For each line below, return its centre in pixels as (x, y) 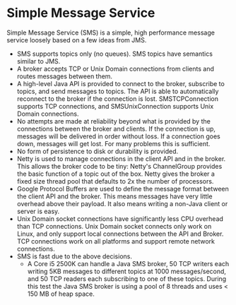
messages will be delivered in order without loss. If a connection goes (118, 136)
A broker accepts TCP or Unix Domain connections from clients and (116, 68)
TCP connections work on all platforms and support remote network (116, 241)
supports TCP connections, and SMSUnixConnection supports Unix (115, 106)
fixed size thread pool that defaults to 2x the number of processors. (115, 181)
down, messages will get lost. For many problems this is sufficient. (113, 143)
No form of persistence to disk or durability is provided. (97, 151)
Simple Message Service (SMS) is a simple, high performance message (111, 32)
